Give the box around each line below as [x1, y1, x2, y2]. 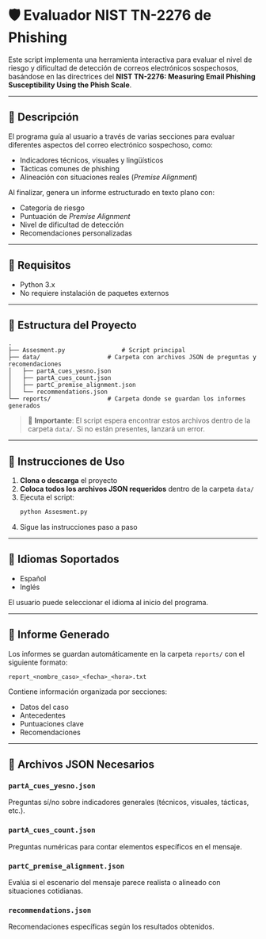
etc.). [8, 806, 25, 815]
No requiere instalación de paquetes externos [19, 288, 169, 297]
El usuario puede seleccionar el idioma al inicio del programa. [8, 597, 208, 607]
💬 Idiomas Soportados [8, 553, 120, 566]
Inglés [19, 582, 40, 592]
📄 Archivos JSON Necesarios [8, 758, 154, 772]
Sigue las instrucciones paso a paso [19, 523, 138, 532]
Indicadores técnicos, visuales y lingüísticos [19, 155, 164, 165]
